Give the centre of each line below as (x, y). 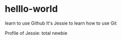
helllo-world (31, 9)
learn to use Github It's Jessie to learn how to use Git (61, 23)
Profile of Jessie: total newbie (36, 33)
